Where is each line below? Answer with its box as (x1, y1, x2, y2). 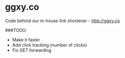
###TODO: (5, 27, 27, 33)
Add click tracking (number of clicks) (12, 42, 87, 48)
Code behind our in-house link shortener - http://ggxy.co (5, 18, 120, 24)
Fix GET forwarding (12, 47, 51, 53)
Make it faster (12, 36, 40, 43)
